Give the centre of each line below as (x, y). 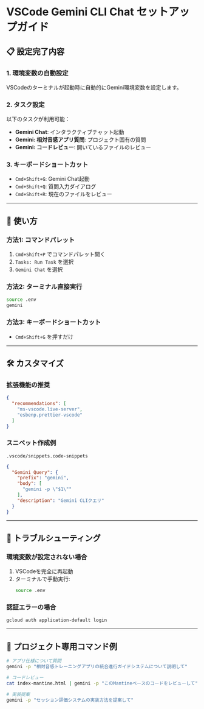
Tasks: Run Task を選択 (44, 262)
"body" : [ (30, 484)
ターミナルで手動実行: (42, 579)
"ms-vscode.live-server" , (50, 409)
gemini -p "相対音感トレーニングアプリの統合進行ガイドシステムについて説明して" (97, 667)
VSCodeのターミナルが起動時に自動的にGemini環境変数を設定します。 (94, 87)
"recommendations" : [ (39, 404)
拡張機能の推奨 (28, 385)
